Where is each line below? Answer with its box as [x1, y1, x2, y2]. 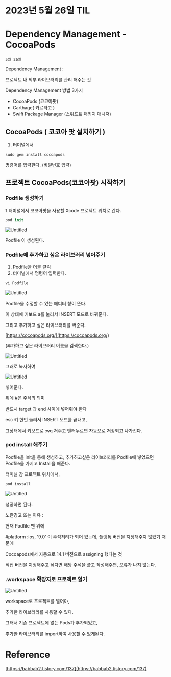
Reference [5, 649, 50, 661]
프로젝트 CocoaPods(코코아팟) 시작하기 [5, 178, 125, 187]
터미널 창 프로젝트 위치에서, [5, 471, 60, 477]
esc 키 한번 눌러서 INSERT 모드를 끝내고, [5, 416, 87, 422]
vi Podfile [5, 280, 29, 286]
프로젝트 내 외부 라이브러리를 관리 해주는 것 [5, 77, 91, 83]
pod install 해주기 [5, 441, 47, 448]
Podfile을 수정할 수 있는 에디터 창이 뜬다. [5, 300, 87, 306]
